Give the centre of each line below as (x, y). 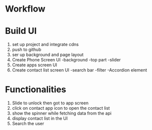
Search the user (28, 124)
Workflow (25, 9)
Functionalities (36, 90)
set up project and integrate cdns (45, 44)
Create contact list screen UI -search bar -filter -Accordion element (79, 70)
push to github (26, 50)
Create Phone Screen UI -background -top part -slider (66, 60)
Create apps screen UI (34, 65)
